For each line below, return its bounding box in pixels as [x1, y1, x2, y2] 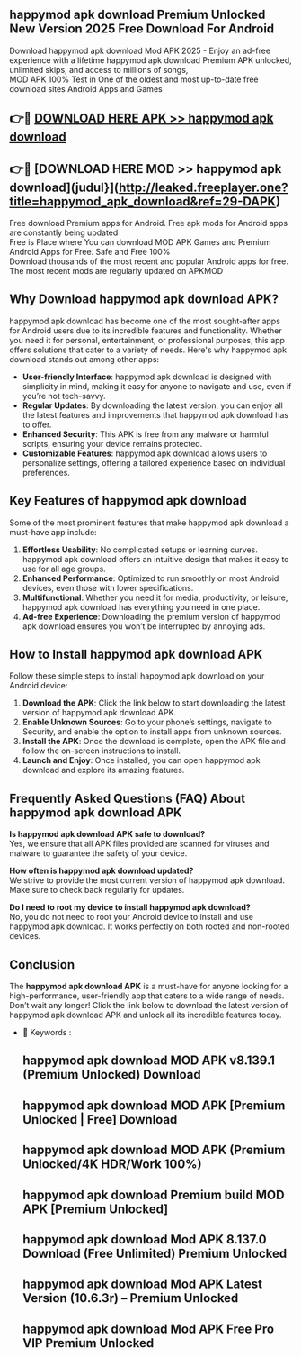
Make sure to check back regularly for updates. [9, 885, 185, 896]
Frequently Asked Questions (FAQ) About [9, 790, 245, 806]
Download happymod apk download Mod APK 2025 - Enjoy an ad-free [9, 45, 271, 56]
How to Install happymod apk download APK [9, 647, 263, 662]
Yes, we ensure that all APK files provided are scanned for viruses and [9, 838, 270, 850]
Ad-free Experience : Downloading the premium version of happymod [22, 611, 281, 622]
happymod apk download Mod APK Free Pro [22, 1321, 275, 1336]
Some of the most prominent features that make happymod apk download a [9, 517, 289, 528]
